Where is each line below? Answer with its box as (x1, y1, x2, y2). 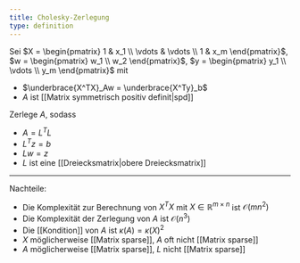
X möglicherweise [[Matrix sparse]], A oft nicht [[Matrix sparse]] (21, 234, 259, 245)
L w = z (21, 148, 49, 159)
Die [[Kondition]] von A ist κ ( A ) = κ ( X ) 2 (21, 224, 165, 235)
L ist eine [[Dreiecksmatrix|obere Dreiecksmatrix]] (21, 157, 207, 168)
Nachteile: (9, 183, 47, 193)
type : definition (9, 21, 74, 30)
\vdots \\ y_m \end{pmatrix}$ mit (9, 64, 129, 76)
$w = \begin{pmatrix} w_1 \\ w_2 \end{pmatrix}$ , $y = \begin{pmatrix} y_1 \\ (9, 55, 287, 66)
